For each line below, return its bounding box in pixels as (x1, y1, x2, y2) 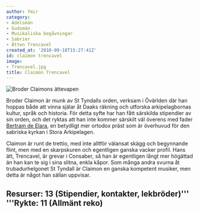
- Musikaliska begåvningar (6, 31, 73, 37)
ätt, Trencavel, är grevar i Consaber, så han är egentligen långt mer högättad (6, 152, 193, 160)
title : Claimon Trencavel (6, 69, 70, 75)
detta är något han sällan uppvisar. (6, 171, 91, 178)
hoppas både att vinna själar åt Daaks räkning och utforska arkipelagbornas (6, 103, 191, 110)
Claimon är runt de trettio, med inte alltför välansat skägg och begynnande (6, 140, 188, 147)
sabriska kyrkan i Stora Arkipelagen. (6, 129, 95, 136)
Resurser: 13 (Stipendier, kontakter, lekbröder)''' (6, 189, 189, 199)
